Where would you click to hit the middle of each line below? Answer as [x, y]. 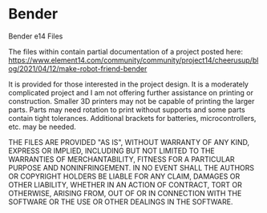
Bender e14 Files [36, 36]
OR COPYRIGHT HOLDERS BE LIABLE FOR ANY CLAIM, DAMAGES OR [124, 176]
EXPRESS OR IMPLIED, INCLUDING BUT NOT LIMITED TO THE [111, 151]
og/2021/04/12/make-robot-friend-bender [78, 68]
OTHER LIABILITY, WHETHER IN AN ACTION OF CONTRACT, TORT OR [125, 184]
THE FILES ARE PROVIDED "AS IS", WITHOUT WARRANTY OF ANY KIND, [129, 142]
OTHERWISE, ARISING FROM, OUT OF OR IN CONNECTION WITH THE [125, 193]
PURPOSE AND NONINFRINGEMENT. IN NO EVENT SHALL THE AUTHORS [131, 167]
